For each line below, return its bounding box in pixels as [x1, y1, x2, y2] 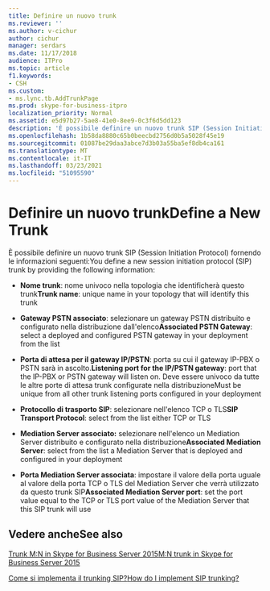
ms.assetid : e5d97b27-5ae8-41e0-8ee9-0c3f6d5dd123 [8, 117, 182, 125]
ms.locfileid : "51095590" [8, 169, 95, 177]
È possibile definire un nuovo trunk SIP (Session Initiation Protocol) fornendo [8, 248, 261, 257]
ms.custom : [8, 86, 45, 95]
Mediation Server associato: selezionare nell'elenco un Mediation [19, 428, 240, 438]
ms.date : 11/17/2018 [8, 49, 78, 57]
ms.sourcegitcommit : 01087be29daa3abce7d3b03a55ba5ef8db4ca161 [8, 139, 225, 148]
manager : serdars [8, 42, 67, 50]
